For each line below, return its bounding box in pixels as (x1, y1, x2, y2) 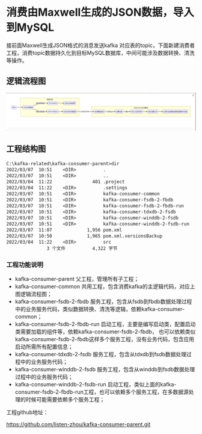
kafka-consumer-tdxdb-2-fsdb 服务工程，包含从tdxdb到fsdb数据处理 (14, 351, 187, 358)
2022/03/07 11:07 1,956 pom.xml (6, 227, 122, 233)
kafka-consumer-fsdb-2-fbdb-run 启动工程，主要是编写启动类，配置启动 (14, 321, 196, 328)
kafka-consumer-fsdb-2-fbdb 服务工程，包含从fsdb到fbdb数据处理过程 (14, 298, 192, 305)
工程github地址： (6, 409, 49, 416)
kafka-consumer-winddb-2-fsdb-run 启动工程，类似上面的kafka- (14, 381, 177, 388)
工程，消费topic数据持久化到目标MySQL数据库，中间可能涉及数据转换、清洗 (6, 49, 195, 56)
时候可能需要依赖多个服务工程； (25, 396, 105, 403)
